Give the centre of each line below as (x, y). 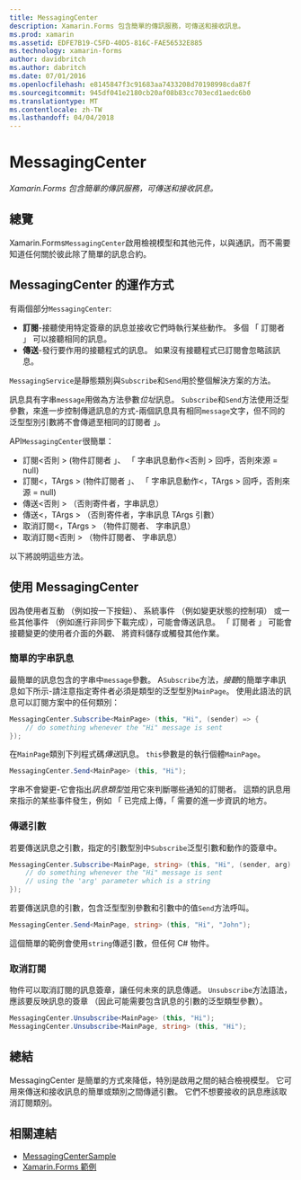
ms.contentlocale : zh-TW (56, 110)
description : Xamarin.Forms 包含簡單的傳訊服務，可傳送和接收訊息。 (127, 26)
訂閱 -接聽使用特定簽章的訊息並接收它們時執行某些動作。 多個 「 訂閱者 (154, 327)
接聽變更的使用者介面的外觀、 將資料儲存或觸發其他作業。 (117, 633)
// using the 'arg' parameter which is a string (118, 882)
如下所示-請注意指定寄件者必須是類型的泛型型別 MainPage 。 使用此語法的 (150, 691)
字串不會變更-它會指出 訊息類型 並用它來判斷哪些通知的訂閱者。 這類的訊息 (146, 790)
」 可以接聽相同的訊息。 (67, 339)
